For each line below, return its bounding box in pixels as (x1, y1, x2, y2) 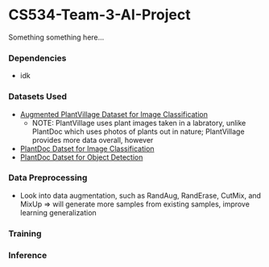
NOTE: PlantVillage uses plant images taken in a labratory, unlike (31, 118, 246, 127)
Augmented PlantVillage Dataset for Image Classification (19, 109, 208, 119)
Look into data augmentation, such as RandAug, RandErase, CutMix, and (19, 190, 262, 200)
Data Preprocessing (8, 172, 88, 183)
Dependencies (8, 52, 67, 64)
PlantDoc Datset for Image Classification (19, 144, 155, 153)
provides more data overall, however (31, 135, 154, 144)
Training (8, 227, 42, 239)
